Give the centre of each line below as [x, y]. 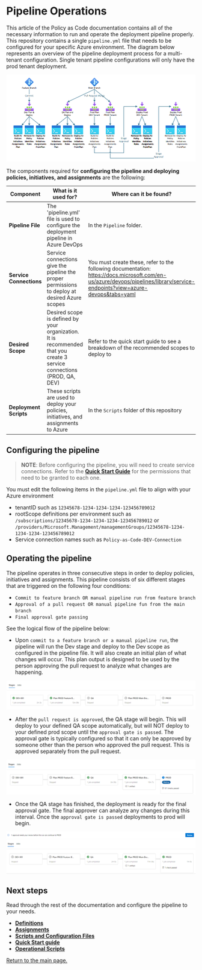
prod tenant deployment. [37, 66]
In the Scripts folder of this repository [135, 411]
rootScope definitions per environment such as [73, 514]
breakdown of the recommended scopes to [142, 347]
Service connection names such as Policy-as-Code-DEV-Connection [98, 539]
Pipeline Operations [57, 11]
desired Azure [64, 297]
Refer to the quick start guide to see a [135, 341]
